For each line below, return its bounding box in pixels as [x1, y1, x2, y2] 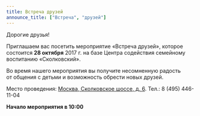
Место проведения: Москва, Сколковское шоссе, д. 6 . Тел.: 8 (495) [6, 85, 181, 92]
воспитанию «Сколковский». [6, 55, 81, 63]
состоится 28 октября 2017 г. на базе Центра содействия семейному [6, 49, 186, 56]
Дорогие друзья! [6, 31, 50, 38]
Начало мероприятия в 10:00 [6, 103, 84, 110]
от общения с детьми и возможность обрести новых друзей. [6, 73, 164, 81]
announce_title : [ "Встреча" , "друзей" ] [6, 14, 107, 20]
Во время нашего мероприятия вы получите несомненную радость [6, 67, 181, 74]
